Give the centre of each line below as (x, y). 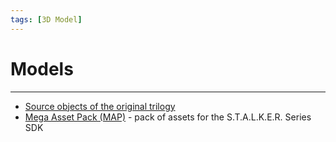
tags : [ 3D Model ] (46, 19)
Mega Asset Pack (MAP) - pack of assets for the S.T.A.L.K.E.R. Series (168, 117)
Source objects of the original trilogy (100, 106)
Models (42, 68)
